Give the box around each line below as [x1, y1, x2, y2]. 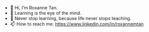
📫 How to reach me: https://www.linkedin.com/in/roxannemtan [10, 21, 144, 27]
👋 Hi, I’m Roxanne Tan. [10, 5, 58, 10]
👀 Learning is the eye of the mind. [10, 10, 82, 16]
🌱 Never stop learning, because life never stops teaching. [10, 15, 132, 21]
